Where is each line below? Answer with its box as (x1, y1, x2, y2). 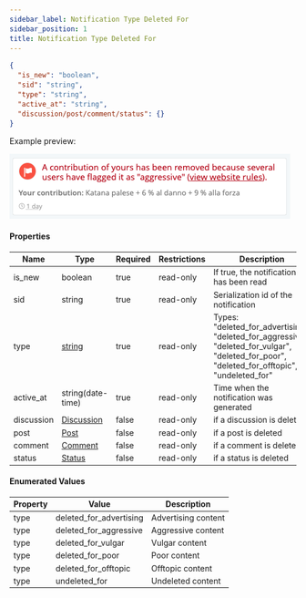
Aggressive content (151, 524, 225, 535)
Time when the (213, 383, 270, 394)
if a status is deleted (213, 452, 289, 464)
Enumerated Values (9, 476, 86, 487)
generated (213, 402, 252, 413)
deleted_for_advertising (56, 511, 144, 523)
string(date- (61, 387, 108, 398)
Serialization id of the (213, 289, 293, 300)
